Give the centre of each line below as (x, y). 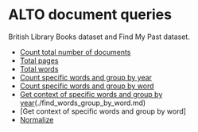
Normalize (37, 119)
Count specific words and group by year (86, 77)
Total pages (39, 60)
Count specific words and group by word (87, 86)
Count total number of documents (75, 52)
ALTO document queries (90, 15)
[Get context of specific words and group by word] (103, 111)
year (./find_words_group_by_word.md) (83, 103)
